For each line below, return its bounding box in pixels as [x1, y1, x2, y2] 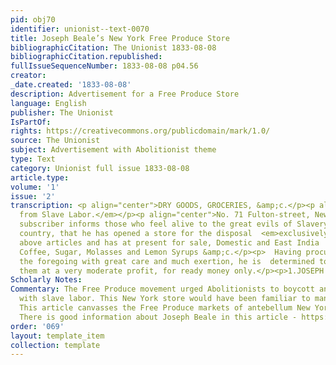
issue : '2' [10, 191, 56, 201]
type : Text [10, 154, 56, 164]
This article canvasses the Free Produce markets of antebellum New [19, 303, 311, 313]
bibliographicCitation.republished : [10, 52, 163, 62]
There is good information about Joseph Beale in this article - [19, 312, 298, 322]
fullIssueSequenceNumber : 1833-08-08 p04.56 [10, 61, 199, 71]
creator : [10, 71, 47, 81]
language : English [10, 98, 87, 108]
